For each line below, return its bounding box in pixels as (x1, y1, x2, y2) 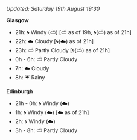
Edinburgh (6, 88, 33, 95)
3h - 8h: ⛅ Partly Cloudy (14, 127, 77, 134)
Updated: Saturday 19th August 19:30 (6, 5, 100, 12)
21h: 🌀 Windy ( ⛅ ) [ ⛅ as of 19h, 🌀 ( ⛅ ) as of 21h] (14, 29, 132, 35)
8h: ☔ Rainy (14, 74, 45, 81)
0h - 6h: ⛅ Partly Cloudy (14, 56, 78, 62)
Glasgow (6, 17, 29, 23)
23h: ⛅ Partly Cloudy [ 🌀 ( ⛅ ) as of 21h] (14, 47, 110, 53)
